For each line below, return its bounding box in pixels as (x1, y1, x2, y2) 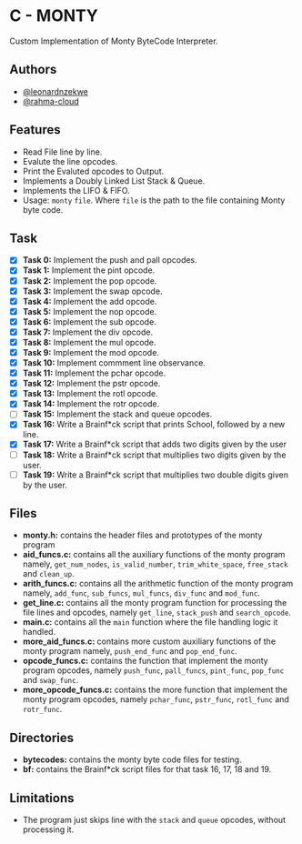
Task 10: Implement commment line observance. (22, 357, 206, 368)
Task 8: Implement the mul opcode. (22, 337, 156, 347)
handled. (22, 627, 56, 638)
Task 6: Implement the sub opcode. (22, 316, 156, 327)
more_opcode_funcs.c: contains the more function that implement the (22, 684, 288, 696)
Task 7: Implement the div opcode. (22, 327, 154, 337)
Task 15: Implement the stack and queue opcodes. (22, 408, 213, 419)
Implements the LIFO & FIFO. (22, 185, 130, 196)
